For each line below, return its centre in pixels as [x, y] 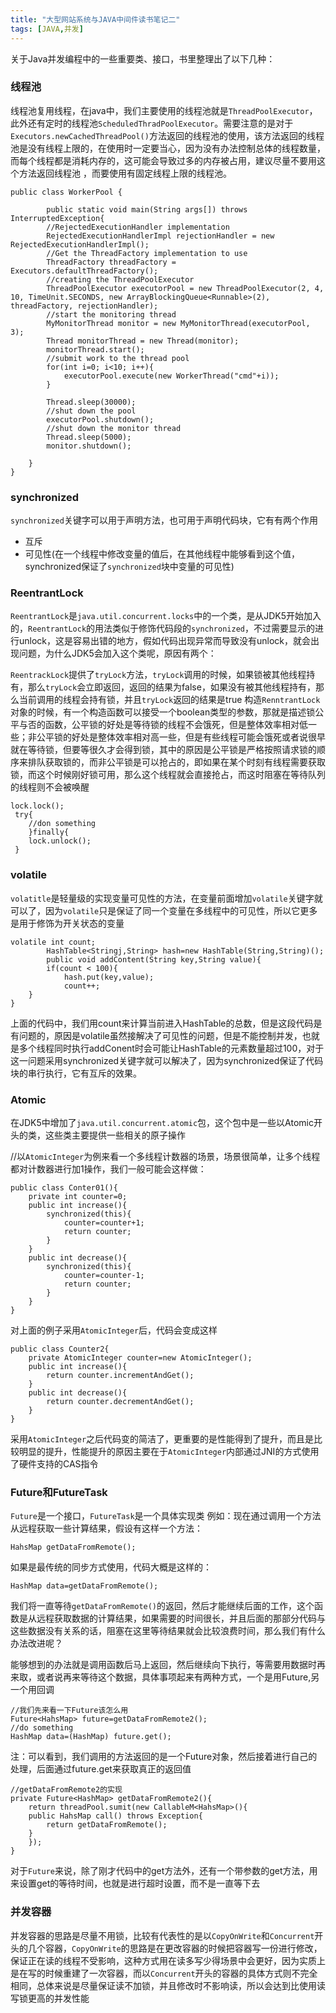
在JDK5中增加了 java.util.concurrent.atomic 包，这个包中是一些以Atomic [162, 1122]
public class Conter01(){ [64, 1187]
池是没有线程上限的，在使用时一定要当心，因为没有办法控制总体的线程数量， [168, 148]
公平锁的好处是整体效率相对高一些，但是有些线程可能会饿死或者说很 [176, 737]
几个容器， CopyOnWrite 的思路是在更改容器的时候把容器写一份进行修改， [175, 1948]
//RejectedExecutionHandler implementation [138, 227]
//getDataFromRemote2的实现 [66, 1790]
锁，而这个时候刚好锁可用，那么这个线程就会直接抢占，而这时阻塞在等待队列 [168, 775]
